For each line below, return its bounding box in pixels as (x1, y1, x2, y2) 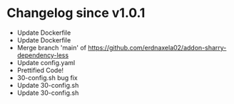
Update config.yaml (16, 58, 76, 67)
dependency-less (16, 51, 69, 59)
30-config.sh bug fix (16, 73, 78, 82)
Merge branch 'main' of (16, 43, 87, 52)
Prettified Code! (16, 66, 64, 74)
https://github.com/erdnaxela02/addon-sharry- (88, 43, 227, 52)
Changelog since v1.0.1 (6, 5, 146, 21)
